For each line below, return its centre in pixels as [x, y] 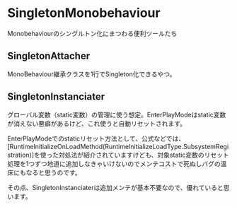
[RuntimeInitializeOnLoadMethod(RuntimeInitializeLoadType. [96, 146]
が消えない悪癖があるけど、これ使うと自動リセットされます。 [97, 123]
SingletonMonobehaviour [84, 13]
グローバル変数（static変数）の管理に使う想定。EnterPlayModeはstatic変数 [117, 114]
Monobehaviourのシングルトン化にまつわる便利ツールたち [92, 33]
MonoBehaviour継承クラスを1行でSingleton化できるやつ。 [92, 74]
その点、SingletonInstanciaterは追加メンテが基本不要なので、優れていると [116, 187]
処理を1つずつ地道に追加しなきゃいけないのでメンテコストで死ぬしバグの [114, 163]
